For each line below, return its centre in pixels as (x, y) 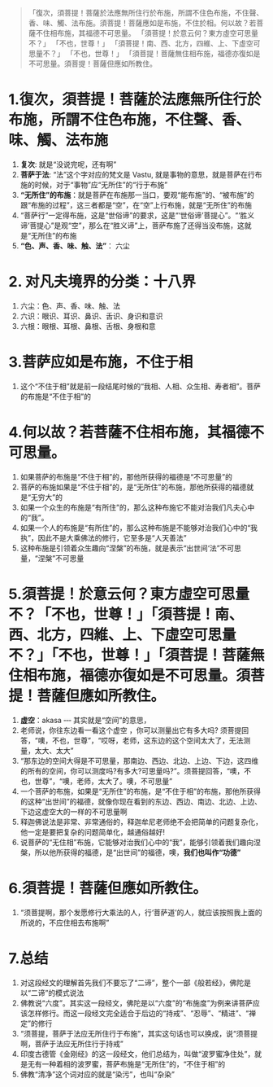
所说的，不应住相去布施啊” (65, 923)
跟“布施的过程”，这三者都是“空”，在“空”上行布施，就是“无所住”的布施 (136, 205)
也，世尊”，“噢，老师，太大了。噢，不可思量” (96, 781)
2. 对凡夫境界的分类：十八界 (102, 282)
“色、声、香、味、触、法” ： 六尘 (75, 245)
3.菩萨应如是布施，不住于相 (101, 362)
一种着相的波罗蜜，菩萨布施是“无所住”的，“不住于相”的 (134, 1064)
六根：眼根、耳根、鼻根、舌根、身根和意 (88, 326)
